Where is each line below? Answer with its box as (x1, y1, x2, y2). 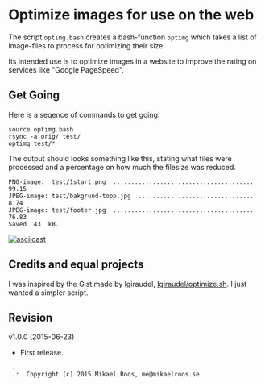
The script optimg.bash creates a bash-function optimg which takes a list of (8, 32, 257, 42)
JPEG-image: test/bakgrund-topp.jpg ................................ (8, 192, 254, 200)
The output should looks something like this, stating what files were (8, 153, 232, 163)
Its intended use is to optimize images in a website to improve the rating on (8, 56, 257, 66)
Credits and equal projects (8, 258, 144, 272)
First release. (19, 348, 64, 358)
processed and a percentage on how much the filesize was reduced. (8, 162, 236, 172)
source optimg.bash (8, 125, 74, 134)
